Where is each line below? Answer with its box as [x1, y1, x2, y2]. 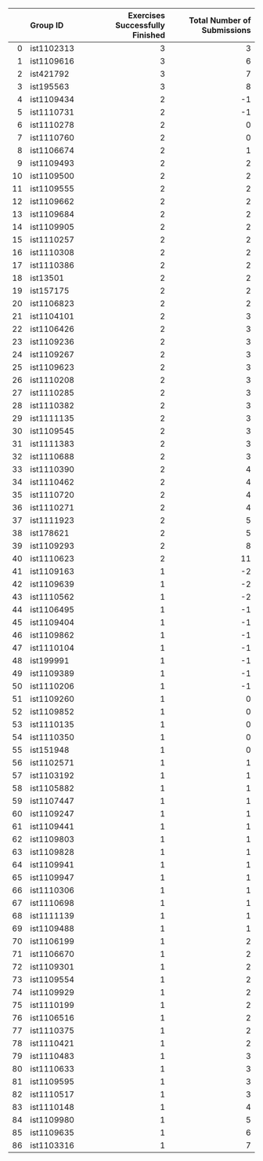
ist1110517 [30, 1089, 74, 1100]
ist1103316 [30, 1140, 74, 1151]
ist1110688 [30, 451, 74, 462]
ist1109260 [30, 694, 74, 704]
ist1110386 [30, 260, 74, 270]
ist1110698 [30, 898, 74, 908]
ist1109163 [30, 566, 74, 576]
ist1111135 [30, 413, 74, 423]
